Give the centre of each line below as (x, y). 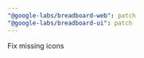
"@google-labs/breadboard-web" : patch (72, 15)
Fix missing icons (36, 45)
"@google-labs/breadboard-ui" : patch (70, 23)
